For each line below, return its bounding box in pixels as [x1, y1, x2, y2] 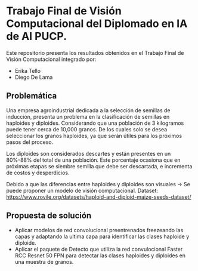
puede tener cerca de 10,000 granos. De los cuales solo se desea [6, 125, 168, 133]
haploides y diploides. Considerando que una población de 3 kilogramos [6, 119, 184, 127]
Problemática [6, 91, 57, 101]
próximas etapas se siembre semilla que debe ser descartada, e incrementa [6, 162, 193, 170]
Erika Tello [14, 67, 41, 74]
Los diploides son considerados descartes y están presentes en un [6, 150, 171, 157]
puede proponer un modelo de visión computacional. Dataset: [6, 187, 159, 194]
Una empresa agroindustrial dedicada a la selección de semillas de [6, 106, 171, 114]
